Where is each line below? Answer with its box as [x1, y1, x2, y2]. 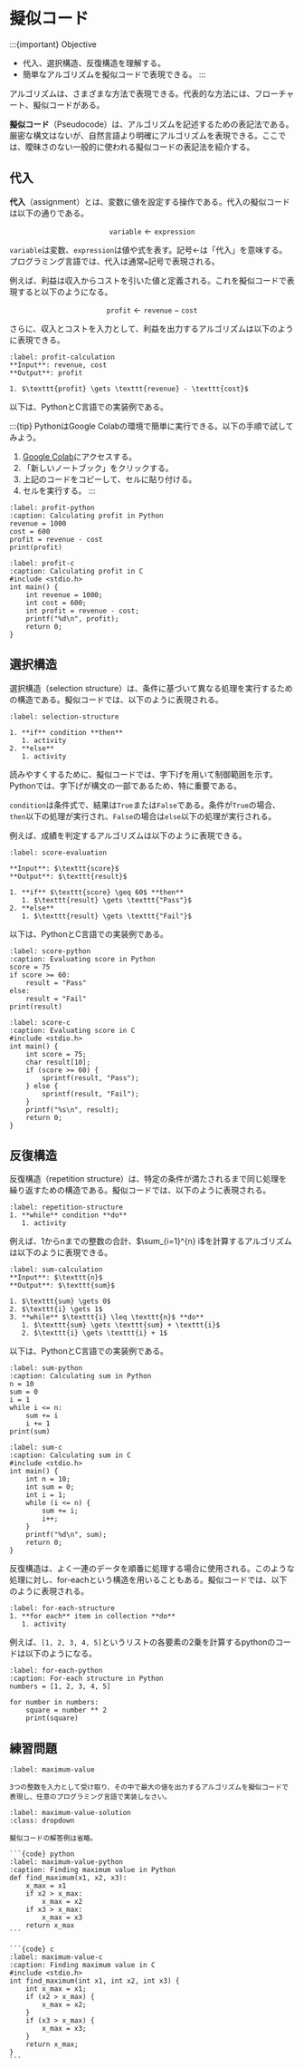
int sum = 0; [25, 1483, 75, 1492]
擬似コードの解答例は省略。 [9, 1834, 98, 1843]
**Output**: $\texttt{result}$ [9, 872, 128, 881]
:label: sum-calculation [9, 1265, 103, 1274]
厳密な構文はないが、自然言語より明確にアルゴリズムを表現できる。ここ [9, 130, 279, 140]
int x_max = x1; [25, 1985, 88, 1994]
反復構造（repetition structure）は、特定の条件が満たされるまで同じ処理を [9, 1174, 288, 1184]
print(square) [25, 1714, 79, 1723]
